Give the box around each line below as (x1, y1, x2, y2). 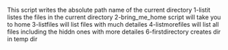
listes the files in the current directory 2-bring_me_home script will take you (7, 13, 221, 21)
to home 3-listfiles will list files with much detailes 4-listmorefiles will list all (7, 21, 219, 28)
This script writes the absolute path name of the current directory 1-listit (7, 6, 211, 14)
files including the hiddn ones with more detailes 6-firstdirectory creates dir (7, 27, 221, 36)
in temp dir (7, 35, 38, 43)
